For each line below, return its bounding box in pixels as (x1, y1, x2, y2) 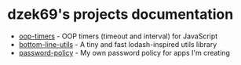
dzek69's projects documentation (7, 5, 234, 23)
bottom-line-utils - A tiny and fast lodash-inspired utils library (18, 39, 217, 49)
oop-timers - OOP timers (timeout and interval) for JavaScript (18, 31, 218, 41)
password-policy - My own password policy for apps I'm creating (18, 48, 231, 57)
